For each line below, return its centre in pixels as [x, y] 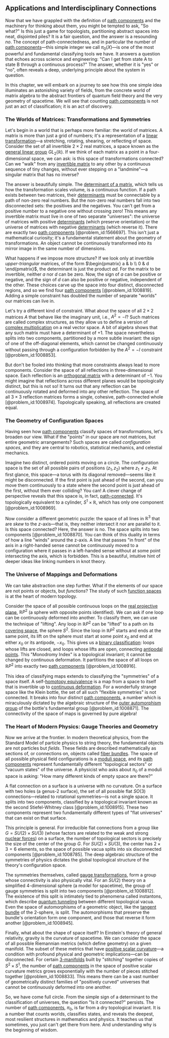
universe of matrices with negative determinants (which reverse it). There [81, 227]
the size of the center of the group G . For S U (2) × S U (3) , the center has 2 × [83, 844]
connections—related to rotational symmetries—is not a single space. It [79, 796]
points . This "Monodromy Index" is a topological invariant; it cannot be [78, 655]
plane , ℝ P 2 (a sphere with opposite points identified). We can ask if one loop [84, 612]
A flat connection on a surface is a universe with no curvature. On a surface [84, 786]
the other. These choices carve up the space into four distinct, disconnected [84, 285]
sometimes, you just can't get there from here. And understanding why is [81, 1025]
